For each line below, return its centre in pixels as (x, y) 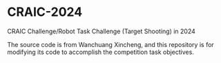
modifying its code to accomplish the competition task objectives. (101, 52)
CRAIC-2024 (45, 12)
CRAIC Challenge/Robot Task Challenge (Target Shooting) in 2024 (101, 31)
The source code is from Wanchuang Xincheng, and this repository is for (110, 44)
